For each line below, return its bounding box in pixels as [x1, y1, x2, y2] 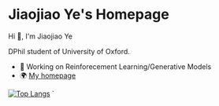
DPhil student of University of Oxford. [8, 46, 130, 56]
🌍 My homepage [19, 71, 76, 80]
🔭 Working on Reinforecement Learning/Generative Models [19, 61, 212, 71]
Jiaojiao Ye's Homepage [8, 5, 169, 24]
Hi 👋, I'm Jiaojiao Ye [8, 31, 73, 41]
